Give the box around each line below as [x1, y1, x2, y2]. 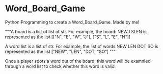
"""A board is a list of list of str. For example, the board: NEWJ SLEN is [5, 28, 147, 34]
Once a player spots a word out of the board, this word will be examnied [5, 58, 151, 64]
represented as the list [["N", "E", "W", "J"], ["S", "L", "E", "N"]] [5, 34, 131, 40]
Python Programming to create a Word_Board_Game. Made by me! [5, 19, 139, 25]
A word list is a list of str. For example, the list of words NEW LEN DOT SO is [5, 43, 159, 49]
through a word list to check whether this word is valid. [5, 63, 116, 69]
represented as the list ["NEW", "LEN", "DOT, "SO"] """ [5, 49, 116, 54]
